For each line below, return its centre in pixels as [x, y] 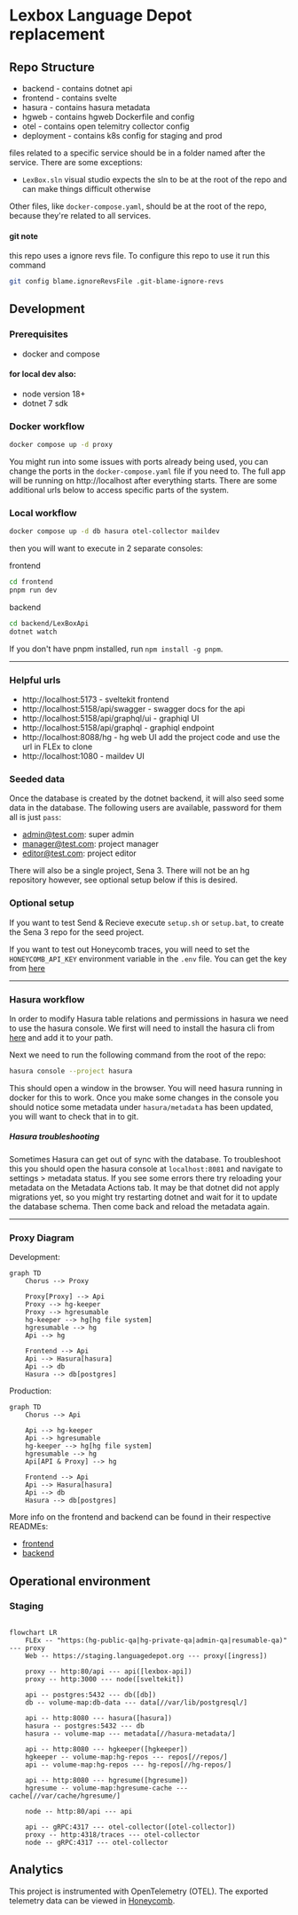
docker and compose [61, 354]
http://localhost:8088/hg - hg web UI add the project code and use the [151, 738]
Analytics [36, 1870]
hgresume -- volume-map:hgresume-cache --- [107, 1788]
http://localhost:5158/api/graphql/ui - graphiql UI [110, 718]
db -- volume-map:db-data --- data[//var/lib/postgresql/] [137, 1703]
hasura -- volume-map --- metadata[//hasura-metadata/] [131, 1734]
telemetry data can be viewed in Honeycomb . [92, 1900]
